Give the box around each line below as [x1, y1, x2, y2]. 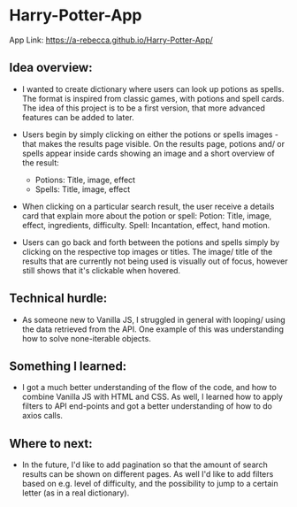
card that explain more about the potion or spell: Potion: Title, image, [21, 210, 272, 221]
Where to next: [9, 435, 93, 451]
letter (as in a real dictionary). [21, 488, 130, 498]
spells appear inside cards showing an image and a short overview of [21, 148, 276, 158]
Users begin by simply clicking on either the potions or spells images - [21, 129, 279, 140]
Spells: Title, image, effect [34, 183, 131, 195]
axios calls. [21, 411, 64, 421]
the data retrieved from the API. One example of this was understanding [21, 324, 285, 334]
